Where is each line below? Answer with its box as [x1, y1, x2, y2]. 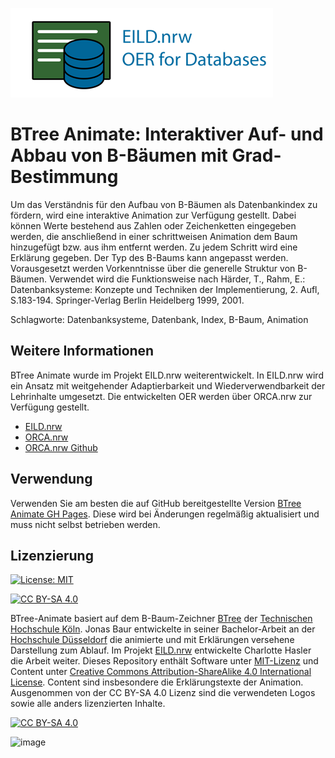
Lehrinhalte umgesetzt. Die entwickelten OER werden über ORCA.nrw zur [10, 390, 313, 402]
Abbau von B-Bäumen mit [10, 144, 228, 167]
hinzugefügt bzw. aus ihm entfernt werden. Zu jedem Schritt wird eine [10, 241, 298, 253]
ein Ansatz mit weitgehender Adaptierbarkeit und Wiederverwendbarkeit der [10, 379, 326, 392]
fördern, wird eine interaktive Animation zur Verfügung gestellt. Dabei [10, 209, 297, 221]
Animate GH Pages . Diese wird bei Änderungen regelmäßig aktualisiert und [10, 508, 320, 520]
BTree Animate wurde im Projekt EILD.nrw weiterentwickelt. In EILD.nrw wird [10, 369, 324, 381]
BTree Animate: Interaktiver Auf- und [10, 123, 324, 146]
